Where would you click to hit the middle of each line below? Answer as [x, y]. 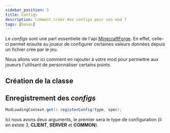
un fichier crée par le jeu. [32, 49]
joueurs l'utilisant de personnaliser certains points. [58, 65]
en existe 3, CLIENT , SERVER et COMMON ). [52, 125]
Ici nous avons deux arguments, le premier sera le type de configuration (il [83, 120]
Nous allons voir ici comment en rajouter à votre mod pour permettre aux [82, 60]
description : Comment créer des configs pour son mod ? [66, 19]
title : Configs [21, 15]
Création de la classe [39, 81]
